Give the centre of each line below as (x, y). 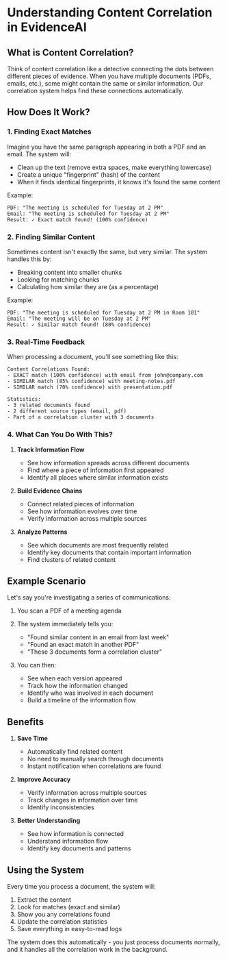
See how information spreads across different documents (108, 463)
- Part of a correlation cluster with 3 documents (81, 417)
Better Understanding (49, 821)
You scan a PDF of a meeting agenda (69, 611)
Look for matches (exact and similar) (69, 907)
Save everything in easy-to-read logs (69, 929)
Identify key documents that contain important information (109, 552)
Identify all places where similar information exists (98, 477)
